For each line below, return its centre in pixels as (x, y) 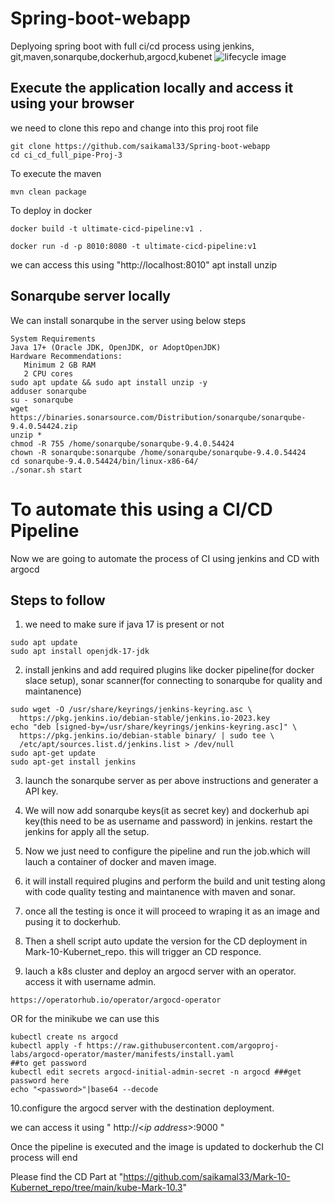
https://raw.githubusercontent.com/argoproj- (183, 1046)
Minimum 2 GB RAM (60, 365)
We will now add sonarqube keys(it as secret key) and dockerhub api (167, 811)
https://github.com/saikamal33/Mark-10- (207, 1177)
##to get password (48, 1063)
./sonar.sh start (46, 470)
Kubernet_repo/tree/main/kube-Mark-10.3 (96, 1188)
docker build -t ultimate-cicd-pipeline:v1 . (106, 228)
